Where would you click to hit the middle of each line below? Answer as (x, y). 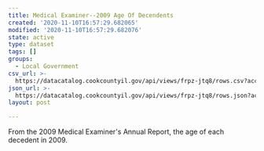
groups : (21, 59)
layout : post (29, 102)
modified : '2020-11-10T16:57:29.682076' (75, 30)
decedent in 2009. (38, 140)
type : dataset (31, 45)
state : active (31, 37)
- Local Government (47, 67)
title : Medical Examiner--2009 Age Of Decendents (91, 15)
